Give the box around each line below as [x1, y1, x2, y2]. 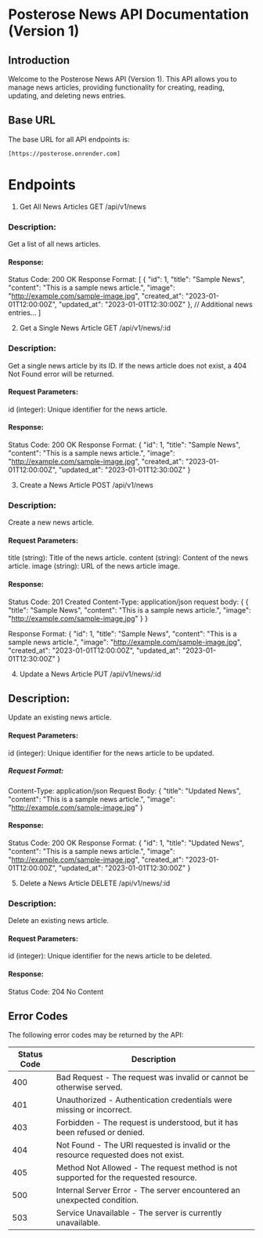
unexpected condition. [56, 1195, 139, 1206]
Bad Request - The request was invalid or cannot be [56, 1072, 249, 1083]
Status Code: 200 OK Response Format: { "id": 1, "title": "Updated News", [8, 838, 244, 848]
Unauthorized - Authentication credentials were [56, 1094, 232, 1105]
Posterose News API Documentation [8, 5, 249, 24]
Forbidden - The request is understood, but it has [56, 1117, 239, 1128]
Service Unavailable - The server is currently [56, 1207, 222, 1218]
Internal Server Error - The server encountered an [56, 1185, 240, 1196]
